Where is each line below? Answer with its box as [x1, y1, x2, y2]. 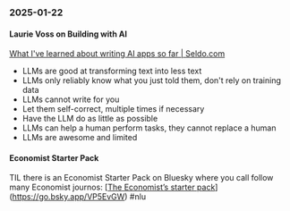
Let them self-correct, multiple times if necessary [21, 104, 205, 114]
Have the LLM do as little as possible [21, 114, 158, 124]
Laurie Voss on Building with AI [9, 29, 128, 39]
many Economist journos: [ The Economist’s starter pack [9, 181, 216, 193]
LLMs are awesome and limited [21, 132, 138, 143]
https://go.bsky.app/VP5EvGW [12, 191, 125, 202]
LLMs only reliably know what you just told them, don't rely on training [21, 75, 282, 86]
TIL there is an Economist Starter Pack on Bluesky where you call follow [9, 173, 274, 183]
